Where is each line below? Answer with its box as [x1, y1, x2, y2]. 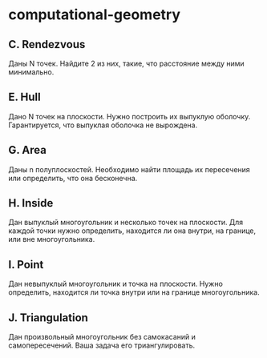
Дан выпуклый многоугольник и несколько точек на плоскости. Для [8, 218, 243, 227]
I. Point [8, 258, 44, 272]
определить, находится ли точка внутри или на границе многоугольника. [8, 288, 260, 297]
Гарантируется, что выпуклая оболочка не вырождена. [8, 120, 198, 130]
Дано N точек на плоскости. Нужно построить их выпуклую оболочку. [8, 111, 251, 121]
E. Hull [8, 91, 42, 104]
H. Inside [8, 196, 54, 210]
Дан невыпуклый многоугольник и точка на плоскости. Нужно [8, 279, 223, 289]
